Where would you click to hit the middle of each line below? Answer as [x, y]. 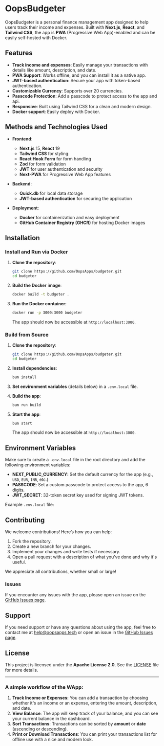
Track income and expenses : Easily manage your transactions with [80, 65]
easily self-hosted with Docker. [36, 38]
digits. [18, 490]
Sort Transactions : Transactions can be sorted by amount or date [79, 724]
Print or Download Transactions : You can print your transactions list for [84, 734]
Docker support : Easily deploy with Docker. [56, 112]
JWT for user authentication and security [61, 169]
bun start [22, 423]
